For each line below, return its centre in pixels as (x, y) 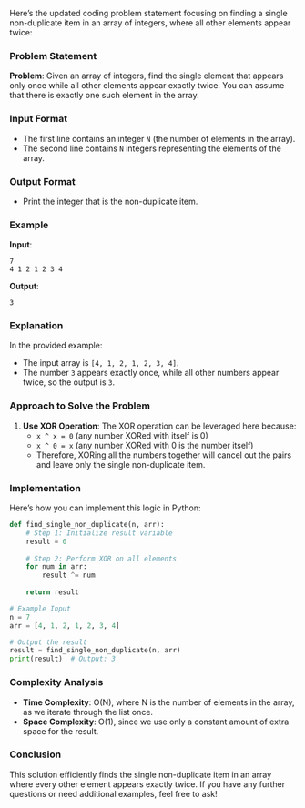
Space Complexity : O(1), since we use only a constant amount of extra (156, 722)
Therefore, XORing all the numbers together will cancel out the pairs (164, 455)
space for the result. (61, 731)
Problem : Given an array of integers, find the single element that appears (147, 76)
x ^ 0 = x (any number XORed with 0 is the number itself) (145, 445)
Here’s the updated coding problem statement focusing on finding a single (149, 13)
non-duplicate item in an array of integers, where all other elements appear (150, 23)
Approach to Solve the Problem (80, 406)
